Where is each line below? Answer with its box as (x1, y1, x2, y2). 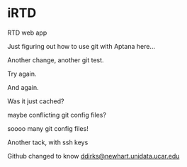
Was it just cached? (7, 97, 64, 105)
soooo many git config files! (7, 124, 89, 132)
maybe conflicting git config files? (7, 110, 106, 119)
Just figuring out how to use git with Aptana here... (7, 42, 156, 50)
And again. (7, 83, 39, 91)
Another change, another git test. (7, 55, 104, 64)
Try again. (7, 69, 37, 78)
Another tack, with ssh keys (7, 138, 89, 146)
